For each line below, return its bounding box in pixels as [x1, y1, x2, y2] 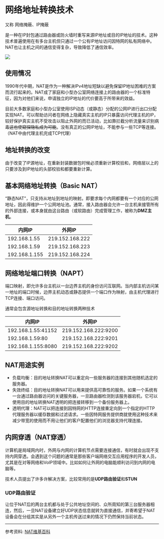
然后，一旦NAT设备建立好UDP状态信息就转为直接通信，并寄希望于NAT [13, 508, 155, 514]
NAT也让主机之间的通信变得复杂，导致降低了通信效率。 [5, 44, 117, 50]
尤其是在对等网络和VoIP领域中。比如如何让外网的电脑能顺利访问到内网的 [5, 459, 151, 465]
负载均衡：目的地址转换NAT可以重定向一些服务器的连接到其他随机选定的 [12, 375, 158, 380]
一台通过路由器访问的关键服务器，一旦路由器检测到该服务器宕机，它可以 [12, 393, 158, 399]
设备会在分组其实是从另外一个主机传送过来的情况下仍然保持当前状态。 [5, 514, 146, 519]
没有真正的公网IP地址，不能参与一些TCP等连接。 [60, 124, 159, 130]
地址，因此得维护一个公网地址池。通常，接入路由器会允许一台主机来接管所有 [5, 202, 159, 208]
